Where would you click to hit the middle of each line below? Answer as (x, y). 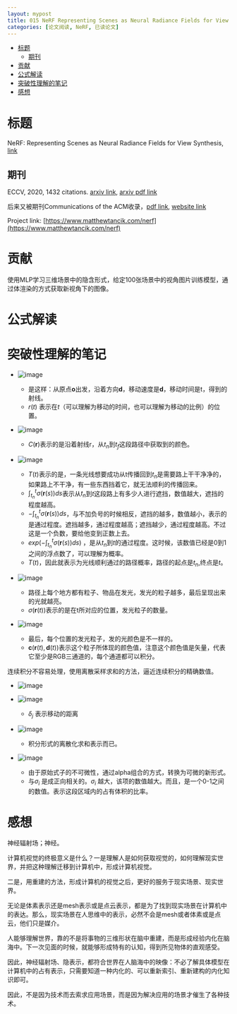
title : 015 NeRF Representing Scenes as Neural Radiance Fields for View (118, 20)
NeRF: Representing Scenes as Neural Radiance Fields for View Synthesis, (115, 143)
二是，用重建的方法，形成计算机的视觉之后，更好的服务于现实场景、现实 (112, 882)
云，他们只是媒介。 (35, 923)
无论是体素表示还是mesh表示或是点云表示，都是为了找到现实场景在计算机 (114, 906)
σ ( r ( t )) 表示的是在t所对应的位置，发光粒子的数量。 (99, 610)
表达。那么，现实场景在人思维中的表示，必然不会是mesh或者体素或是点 (117, 915)
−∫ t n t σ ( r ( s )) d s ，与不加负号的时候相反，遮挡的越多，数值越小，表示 (124, 514)
